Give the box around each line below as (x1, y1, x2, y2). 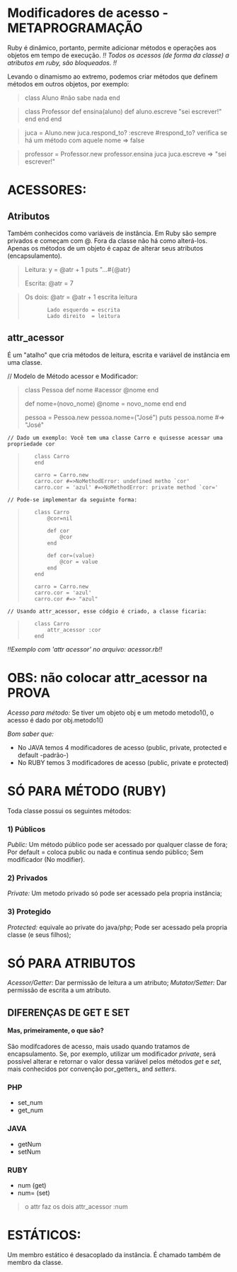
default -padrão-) (17, 751, 69, 759)
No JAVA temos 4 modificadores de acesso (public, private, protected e (17, 743, 228, 751)
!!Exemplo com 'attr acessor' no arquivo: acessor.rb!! (7, 644, 163, 653)
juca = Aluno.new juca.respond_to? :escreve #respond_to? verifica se (24, 128, 228, 137)
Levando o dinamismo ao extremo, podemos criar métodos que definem (7, 72, 218, 81)
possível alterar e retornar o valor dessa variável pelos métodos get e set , (7, 1057, 221, 1066)
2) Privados (7, 873, 48, 882)
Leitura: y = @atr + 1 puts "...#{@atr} (24, 265, 131, 273)
